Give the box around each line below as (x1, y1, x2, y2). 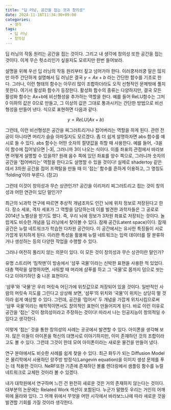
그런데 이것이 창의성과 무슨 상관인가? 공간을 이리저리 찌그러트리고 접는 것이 (5, 183, 155, 189)
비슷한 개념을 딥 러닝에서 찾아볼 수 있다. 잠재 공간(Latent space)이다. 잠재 (18, 219, 166, 225)
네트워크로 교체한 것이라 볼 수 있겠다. (5, 369, 79, 375)
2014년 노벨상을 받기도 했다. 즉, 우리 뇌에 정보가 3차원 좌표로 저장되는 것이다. (5, 213, 160, 219)
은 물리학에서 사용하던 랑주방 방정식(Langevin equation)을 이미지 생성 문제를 (5, 356, 159, 362)
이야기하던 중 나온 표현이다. (14, 272, 70, 279)
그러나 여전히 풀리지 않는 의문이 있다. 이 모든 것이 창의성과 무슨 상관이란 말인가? (5, 249, 164, 255)
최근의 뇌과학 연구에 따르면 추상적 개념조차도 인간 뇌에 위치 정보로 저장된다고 (5, 200, 158, 206)
